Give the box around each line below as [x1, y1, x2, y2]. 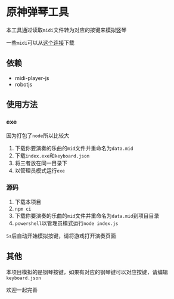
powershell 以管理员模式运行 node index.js [14, 219, 119, 227]
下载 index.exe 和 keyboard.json [14, 152, 90, 159]
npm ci [14, 206, 32, 212]
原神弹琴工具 [6, 5, 70, 19]
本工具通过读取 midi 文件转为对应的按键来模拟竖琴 [6, 26, 127, 33]
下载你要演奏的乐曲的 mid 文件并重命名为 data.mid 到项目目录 [14, 212, 160, 219]
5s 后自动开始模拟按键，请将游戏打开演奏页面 [6, 232, 116, 239]
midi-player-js [14, 74, 49, 81]
